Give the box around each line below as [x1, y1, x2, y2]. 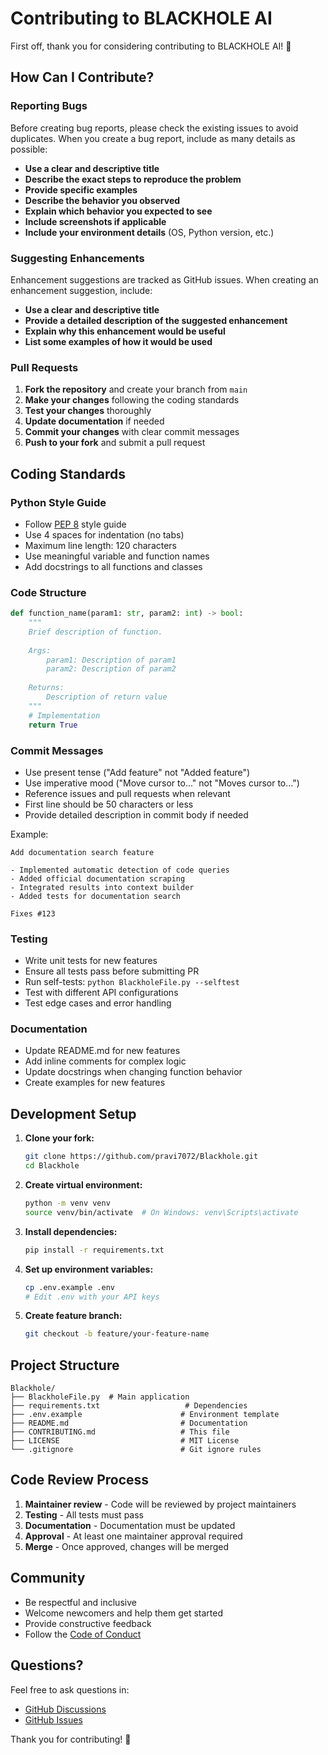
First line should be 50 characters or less [24, 798, 194, 810]
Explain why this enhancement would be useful [24, 325, 226, 337]
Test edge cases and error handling [24, 997, 172, 1009]
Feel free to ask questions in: [10, 1683, 130, 1696]
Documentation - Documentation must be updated [24, 1519, 236, 1531]
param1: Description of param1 [46, 655, 177, 665]
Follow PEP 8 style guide [24, 518, 127, 530]
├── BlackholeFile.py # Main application [10, 1392, 190, 1402]
